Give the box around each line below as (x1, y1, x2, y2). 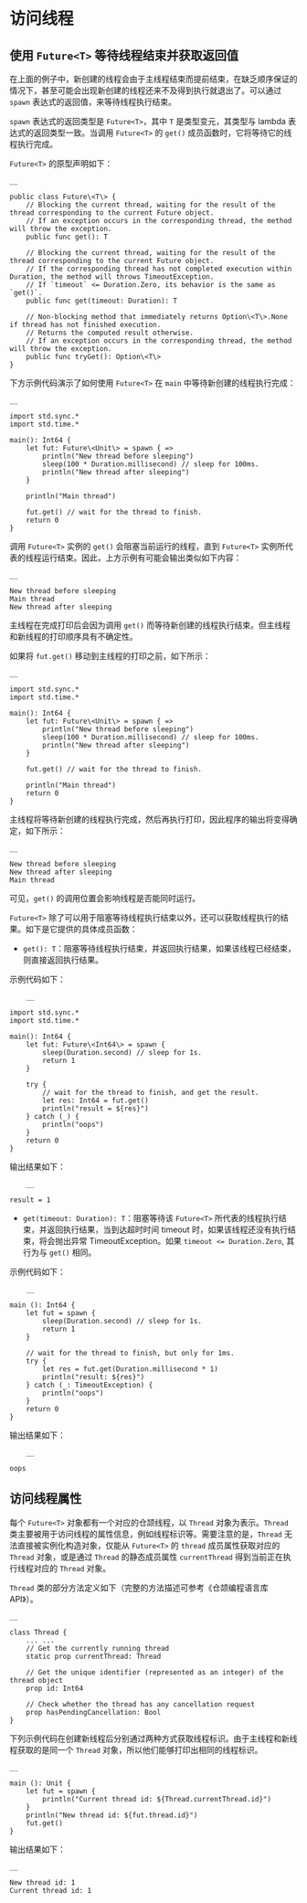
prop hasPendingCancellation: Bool (26, 1707, 162, 1717)
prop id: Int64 (26, 1684, 84, 1693)
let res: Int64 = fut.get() (42, 1096, 149, 1105)
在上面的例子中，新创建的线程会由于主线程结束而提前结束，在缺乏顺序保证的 (9, 74, 298, 84)
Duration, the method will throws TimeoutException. (9, 272, 215, 282)
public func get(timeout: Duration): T (26, 296, 178, 305)
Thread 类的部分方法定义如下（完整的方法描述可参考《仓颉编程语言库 (9, 1582, 269, 1593)
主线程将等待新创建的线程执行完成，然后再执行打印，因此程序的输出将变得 (9, 814, 290, 824)
